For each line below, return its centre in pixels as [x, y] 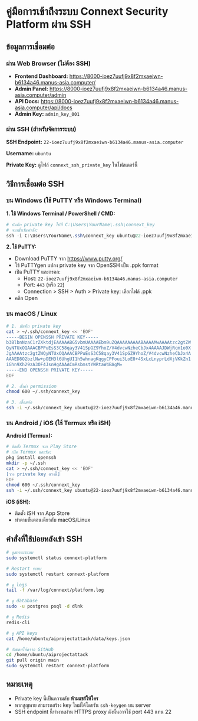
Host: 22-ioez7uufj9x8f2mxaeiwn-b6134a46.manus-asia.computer [100, 279]
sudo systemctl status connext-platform [57, 558]
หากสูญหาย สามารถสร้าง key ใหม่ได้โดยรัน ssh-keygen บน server [83, 705]
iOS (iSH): [18, 502]
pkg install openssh [32, 458]
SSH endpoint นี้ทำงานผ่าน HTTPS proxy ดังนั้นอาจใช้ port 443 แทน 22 [93, 712]
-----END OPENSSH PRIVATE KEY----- [50, 370]
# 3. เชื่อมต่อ [19, 402]
